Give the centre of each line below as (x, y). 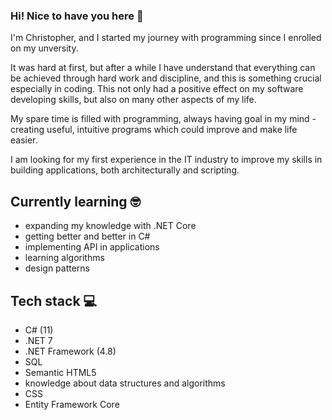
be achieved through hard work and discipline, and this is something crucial (166, 78)
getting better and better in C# (87, 236)
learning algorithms (64, 258)
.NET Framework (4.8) (70, 351)
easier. (24, 140)
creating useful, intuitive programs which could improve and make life (154, 130)
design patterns (57, 268)
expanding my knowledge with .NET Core (110, 226)
